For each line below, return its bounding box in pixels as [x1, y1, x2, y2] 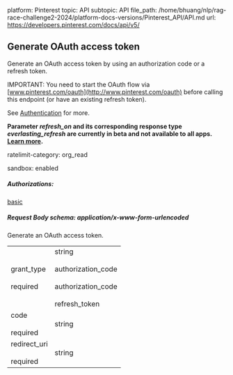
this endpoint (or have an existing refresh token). [7, 95, 147, 103]
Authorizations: [7, 180, 54, 188]
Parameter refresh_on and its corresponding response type [7, 122, 182, 130]
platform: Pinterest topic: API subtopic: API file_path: [7, 6, 158, 14]
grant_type [10, 264, 47, 274]
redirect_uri [10, 339, 49, 349]
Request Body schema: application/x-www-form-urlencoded [7, 213, 189, 222]
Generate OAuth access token [7, 41, 140, 53]
